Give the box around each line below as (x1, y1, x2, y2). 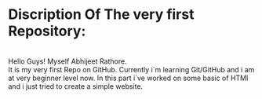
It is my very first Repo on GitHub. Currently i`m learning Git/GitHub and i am (8, 64, 255, 74)
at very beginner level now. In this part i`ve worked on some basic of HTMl (8, 73, 249, 82)
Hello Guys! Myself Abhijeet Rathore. (8, 57, 127, 66)
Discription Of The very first (8, 5, 195, 24)
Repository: (8, 22, 86, 40)
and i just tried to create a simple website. (8, 81, 144, 91)
